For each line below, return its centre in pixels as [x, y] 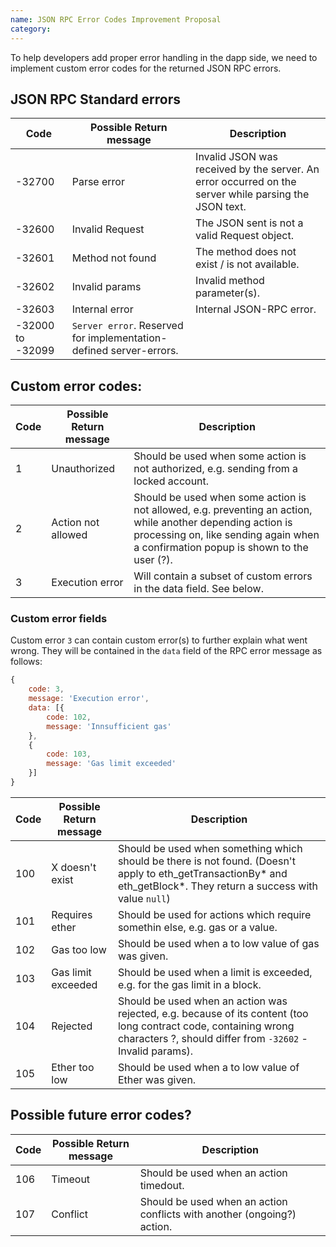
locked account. [171, 481]
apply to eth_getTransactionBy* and [202, 873]
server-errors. [144, 351]
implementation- [128, 338]
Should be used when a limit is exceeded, [215, 972]
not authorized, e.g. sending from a [216, 469]
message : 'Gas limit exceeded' [111, 764]
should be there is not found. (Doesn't [206, 861]
